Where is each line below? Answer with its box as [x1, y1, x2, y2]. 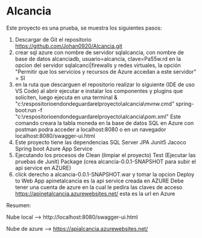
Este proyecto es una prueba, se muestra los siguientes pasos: [6, 24, 162, 31]
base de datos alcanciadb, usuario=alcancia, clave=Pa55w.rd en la [14, 55, 181, 62]
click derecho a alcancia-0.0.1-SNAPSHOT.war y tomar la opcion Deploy [14, 170, 195, 178]
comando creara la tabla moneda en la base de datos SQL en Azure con [14, 119, 194, 126]
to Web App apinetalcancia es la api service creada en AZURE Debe [14, 177, 184, 184]
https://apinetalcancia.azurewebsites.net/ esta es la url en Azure [14, 190, 175, 197]
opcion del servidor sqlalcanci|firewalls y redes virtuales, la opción [14, 62, 181, 69]
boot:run [14, 106, 37, 114]
